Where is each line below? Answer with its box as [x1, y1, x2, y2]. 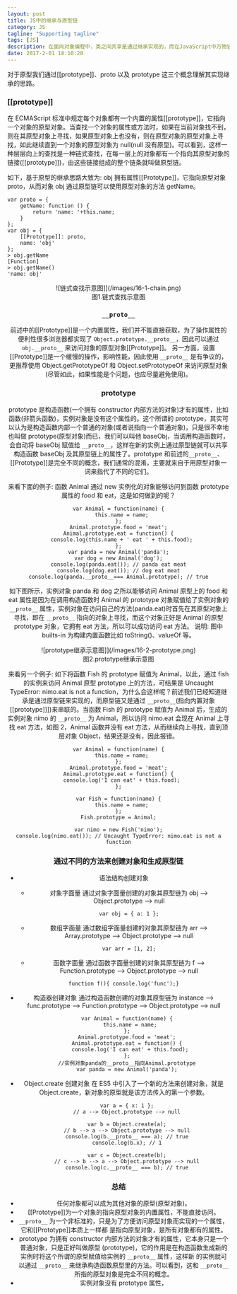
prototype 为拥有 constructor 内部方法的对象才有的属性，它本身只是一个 [18, 1235, 229, 1243]
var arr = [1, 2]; [102, 945, 157, 952]
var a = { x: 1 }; [99, 1102, 154, 1109]
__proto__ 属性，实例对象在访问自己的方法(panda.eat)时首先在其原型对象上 [9, 604, 228, 613]
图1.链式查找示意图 [91, 293, 146, 301]
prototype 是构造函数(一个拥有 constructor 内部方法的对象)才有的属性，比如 [8, 405, 229, 414]
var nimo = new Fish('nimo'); [73, 826, 164, 833]
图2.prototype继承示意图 [83, 654, 154, 663]
